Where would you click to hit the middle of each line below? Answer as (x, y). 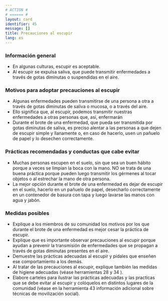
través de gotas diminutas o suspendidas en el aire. (66, 77)
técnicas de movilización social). (46, 294)
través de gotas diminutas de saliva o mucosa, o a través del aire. (80, 107)
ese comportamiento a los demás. (48, 262)
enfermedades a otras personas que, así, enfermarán (67, 117)
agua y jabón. (27, 200)
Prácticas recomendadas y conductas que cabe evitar (72, 152)
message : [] (18, 29)
